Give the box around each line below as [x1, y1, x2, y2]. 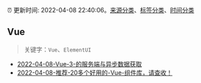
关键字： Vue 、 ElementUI [23, 45, 91, 54]
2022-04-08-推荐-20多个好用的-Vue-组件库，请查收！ [16, 68, 173, 77]
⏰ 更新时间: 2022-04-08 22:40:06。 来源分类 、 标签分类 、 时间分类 [7, 6, 194, 14]
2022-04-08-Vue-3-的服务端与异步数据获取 [16, 60, 142, 68]
